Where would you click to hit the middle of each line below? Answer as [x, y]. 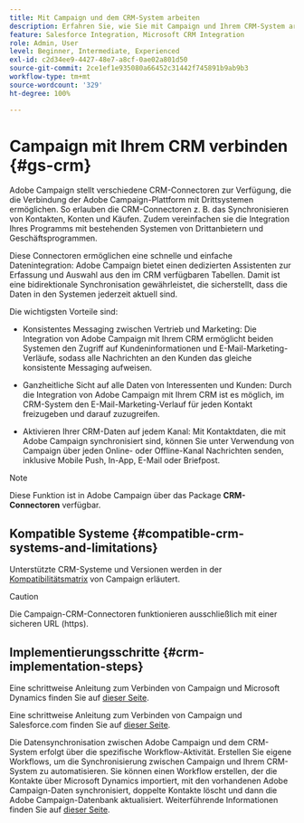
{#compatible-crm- [188, 533]
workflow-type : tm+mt [50, 77]
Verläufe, [39, 358]
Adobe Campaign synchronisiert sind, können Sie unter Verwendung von [158, 441]
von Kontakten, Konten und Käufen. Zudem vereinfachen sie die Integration [149, 219]
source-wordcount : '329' [56, 85]
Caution [24, 597]
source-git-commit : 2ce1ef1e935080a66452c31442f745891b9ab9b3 [129, 69]
